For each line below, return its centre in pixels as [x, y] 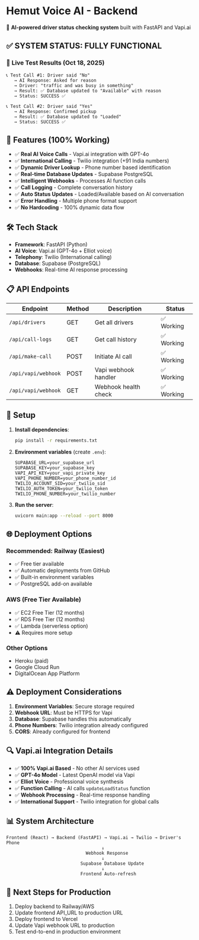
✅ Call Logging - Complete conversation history [73, 187]
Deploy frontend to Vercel [46, 919]
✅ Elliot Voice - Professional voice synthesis [69, 781]
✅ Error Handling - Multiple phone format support [76, 201]
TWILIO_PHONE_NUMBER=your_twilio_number [65, 494]
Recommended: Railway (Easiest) [55, 551]
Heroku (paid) [32, 661]
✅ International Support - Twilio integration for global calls [87, 801]
